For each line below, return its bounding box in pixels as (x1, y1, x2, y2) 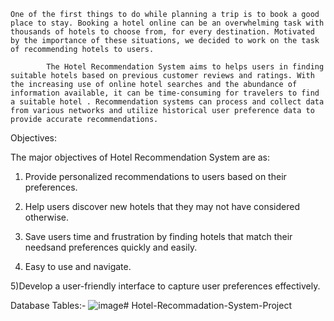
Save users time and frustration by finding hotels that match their (24, 231, 293, 242)
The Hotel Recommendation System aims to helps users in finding (46, 62, 325, 72)
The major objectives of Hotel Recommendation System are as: (10, 151, 271, 163)
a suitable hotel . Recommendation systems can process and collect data (10, 97, 325, 107)
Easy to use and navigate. (24, 261, 132, 272)
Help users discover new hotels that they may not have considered (24, 201, 300, 212)
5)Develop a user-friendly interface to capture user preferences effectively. (10, 280, 321, 292)
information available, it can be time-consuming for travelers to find (10, 88, 320, 98)
